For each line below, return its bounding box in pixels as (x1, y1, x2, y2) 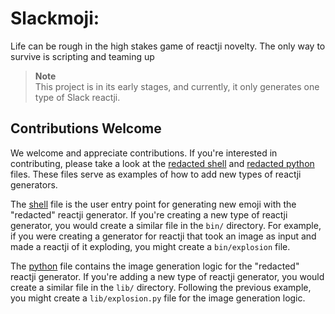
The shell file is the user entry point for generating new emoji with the (10, 198, 297, 210)
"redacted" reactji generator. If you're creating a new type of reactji (10, 208, 288, 221)
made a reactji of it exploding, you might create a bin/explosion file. (10, 240, 291, 252)
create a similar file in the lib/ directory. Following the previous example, (10, 281, 312, 293)
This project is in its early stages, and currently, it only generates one (34, 80, 320, 92)
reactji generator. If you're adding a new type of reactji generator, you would (10, 270, 325, 282)
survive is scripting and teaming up (10, 50, 155, 62)
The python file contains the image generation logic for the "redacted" (10, 260, 300, 272)
